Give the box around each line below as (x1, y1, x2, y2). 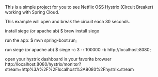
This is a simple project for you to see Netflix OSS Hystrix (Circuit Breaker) (5, 4, 154, 10)
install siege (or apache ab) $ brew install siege (5, 28, 99, 33)
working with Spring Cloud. (5, 9, 60, 15)
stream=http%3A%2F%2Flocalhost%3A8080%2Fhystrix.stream (5, 66, 134, 72)
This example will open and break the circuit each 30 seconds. (5, 19, 130, 24)
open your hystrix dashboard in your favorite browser (5, 56, 111, 62)
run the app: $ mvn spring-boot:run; (5, 37, 77, 43)
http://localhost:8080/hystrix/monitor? (5, 62, 81, 67)
